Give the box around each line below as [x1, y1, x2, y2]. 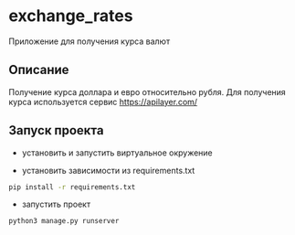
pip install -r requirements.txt [8, 182, 136, 192]
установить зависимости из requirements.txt [21, 165, 195, 176]
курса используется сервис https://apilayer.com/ [8, 96, 198, 107]
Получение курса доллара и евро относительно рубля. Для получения [8, 86, 287, 97]
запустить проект [21, 198, 91, 210]
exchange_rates [8, 5, 133, 27]
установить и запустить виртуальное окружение [21, 147, 214, 158]
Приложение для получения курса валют [8, 36, 171, 47]
